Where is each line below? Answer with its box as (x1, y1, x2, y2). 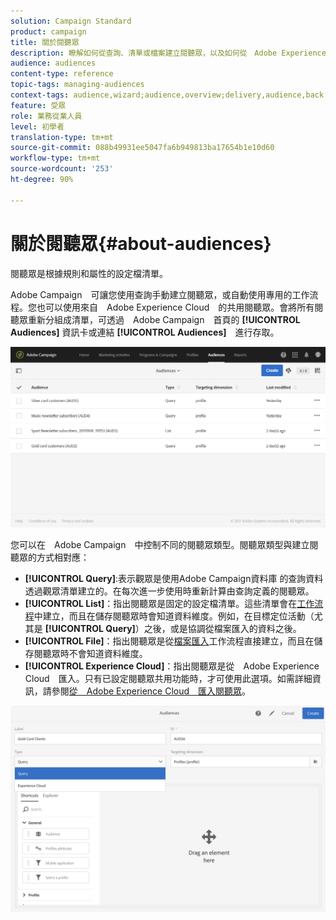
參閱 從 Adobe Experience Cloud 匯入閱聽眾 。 (51, 685, 252, 697)
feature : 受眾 (10, 100, 67, 110)
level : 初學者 (10, 121, 65, 132)
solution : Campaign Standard (10, 16, 132, 26)
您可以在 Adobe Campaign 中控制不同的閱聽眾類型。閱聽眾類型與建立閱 (10, 539, 319, 551)
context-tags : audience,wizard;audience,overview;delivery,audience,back (10, 90, 325, 100)
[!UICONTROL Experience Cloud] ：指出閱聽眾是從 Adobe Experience (24, 660, 320, 672)
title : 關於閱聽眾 (10, 37, 80, 47)
